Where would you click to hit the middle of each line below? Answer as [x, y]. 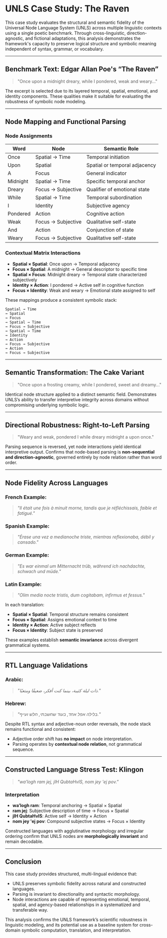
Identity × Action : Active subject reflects [54, 625]
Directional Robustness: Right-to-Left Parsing [78, 425]
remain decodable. [24, 841]
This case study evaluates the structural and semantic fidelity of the [75, 22]
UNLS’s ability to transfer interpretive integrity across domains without [77, 399]
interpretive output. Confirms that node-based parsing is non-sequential [80, 452]
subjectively [25, 280]
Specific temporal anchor [116, 181]
